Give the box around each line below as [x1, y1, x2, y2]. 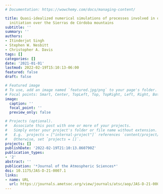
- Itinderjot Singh [5, 38, 45, 44]
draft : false [5, 75, 32, 79]
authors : [5, 34, 23, 39]
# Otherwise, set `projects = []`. [5, 136, 81, 142]
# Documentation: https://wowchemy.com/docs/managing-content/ [5, 7, 136, 12]
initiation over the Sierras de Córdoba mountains [9, 20, 114, 25]
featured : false [5, 70, 38, 75]
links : [5, 173, 18, 178]
